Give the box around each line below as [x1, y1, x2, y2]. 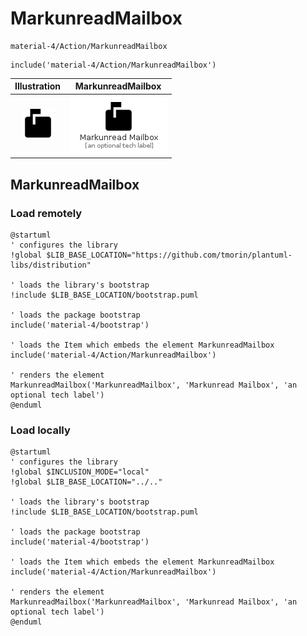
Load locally [10, 423, 71, 437]
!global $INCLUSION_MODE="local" [10, 467, 150, 477]
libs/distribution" [10, 260, 92, 270]
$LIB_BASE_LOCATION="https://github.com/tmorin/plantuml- [46, 250, 293, 260]
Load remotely [10, 206, 83, 220]
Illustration [14, 80, 62, 92]
